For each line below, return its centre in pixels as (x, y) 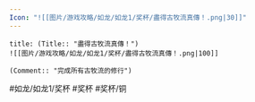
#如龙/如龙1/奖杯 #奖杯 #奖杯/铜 (68, 88)
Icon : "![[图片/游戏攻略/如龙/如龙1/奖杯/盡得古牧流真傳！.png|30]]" (128, 17)
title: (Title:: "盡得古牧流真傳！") (74, 44)
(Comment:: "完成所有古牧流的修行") (71, 71)
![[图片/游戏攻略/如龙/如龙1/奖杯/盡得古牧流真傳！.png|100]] (114, 53)
